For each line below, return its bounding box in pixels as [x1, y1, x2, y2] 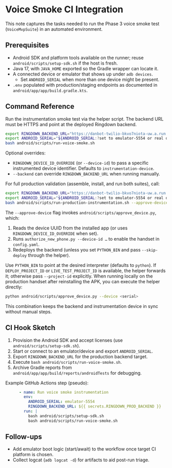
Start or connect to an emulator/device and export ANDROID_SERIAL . [12, 348, 154, 354]
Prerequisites [5, 41, 49, 50]
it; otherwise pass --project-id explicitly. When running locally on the [5, 273, 153, 279]
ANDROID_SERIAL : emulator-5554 [28, 399, 95, 404]
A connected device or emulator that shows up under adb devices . [12, 71, 153, 77]
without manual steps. [5, 308, 52, 315]
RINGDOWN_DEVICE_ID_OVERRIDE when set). [12, 230, 99, 237]
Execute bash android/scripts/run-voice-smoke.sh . [12, 359, 122, 365]
